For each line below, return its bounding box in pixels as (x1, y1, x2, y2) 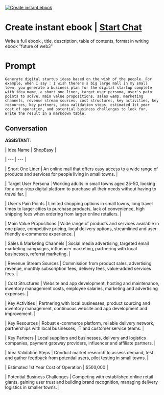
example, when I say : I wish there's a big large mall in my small (5, 81, 148, 86)
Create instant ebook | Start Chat (5, 22, 142, 33)
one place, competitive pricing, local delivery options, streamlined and (5, 226, 147, 232)
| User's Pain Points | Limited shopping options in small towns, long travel (5, 200, 153, 206)
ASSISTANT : (5, 137, 31, 143)
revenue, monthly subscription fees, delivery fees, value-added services (5, 265, 151, 271)
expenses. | (5, 290, 29, 296)
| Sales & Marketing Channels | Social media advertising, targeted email (5, 240, 149, 246)
